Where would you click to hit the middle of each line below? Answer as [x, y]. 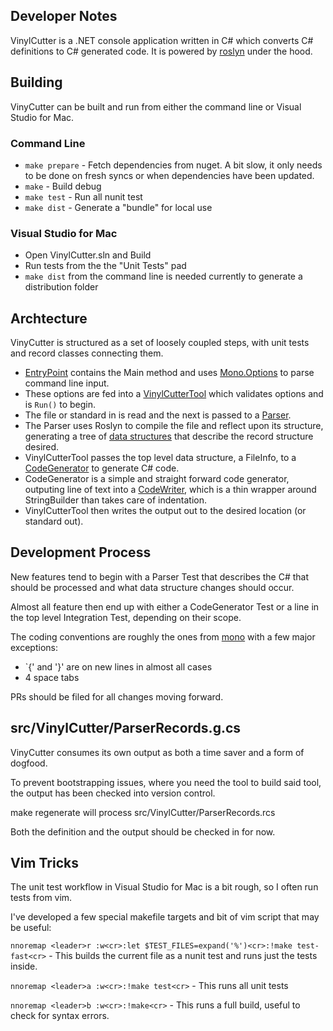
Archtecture [49, 318]
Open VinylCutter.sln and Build [88, 255]
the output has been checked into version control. [113, 793]
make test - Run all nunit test [83, 196]
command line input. [67, 383]
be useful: [31, 928]
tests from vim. [41, 898]
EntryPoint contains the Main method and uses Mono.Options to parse [169, 373]
